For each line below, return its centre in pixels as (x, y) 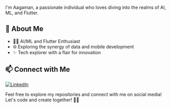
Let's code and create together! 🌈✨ (42, 100)
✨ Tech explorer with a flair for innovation (57, 52)
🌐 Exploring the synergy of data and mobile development (73, 47)
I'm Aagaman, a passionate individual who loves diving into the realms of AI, (86, 7)
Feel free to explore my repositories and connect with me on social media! (84, 94)
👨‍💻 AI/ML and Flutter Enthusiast (46, 41)
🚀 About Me (24, 29)
